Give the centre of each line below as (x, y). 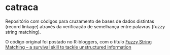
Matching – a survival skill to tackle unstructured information (68, 47)
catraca (22, 7)
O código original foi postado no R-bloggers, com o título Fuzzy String (79, 41)
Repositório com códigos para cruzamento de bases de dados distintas (80, 21)
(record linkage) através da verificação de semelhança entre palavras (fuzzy (85, 26)
